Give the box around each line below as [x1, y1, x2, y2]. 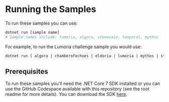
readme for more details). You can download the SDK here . [5, 91, 127, 97]
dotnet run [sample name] [5, 30, 59, 35]
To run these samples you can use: [5, 20, 78, 26]
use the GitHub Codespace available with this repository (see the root [5, 86, 150, 92]
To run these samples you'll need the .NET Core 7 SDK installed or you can [5, 80, 160, 86]
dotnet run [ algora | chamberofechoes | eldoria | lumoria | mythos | [5, 53, 159, 58]
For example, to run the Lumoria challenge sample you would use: [5, 44, 142, 50]
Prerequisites [5, 67, 48, 76]
